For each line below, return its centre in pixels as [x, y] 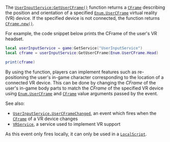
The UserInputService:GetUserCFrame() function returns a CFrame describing [85, 7]
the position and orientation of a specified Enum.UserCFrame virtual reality [81, 13]
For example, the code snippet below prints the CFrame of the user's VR [81, 33]
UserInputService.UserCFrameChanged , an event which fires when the [84, 113]
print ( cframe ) [20, 62]
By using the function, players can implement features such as [71, 72]
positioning [17, 77]
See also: [15, 103]
